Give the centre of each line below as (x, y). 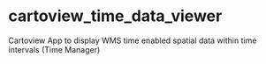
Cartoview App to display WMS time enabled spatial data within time (133, 40)
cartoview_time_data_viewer (115, 16)
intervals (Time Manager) (54, 49)
